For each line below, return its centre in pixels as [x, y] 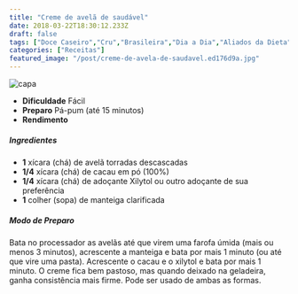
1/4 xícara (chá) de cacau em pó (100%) [96, 171]
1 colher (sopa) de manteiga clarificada [94, 199]
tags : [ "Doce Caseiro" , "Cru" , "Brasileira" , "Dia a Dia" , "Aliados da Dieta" [150, 42]
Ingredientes [33, 140]
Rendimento [45, 120]
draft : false [33, 34]
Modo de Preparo [42, 220]
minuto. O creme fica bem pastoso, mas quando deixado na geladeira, [137, 270]
